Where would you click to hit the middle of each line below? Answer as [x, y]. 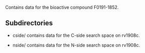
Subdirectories [29, 23]
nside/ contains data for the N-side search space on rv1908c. [76, 45]
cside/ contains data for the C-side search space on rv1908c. [76, 35]
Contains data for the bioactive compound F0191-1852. [62, 7]
